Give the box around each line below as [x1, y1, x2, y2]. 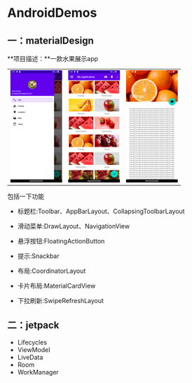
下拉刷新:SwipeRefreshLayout [17, 297, 104, 305]
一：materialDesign [7, 34, 95, 46]
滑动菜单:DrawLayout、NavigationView [17, 222, 130, 231]
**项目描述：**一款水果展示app [7, 55, 99, 62]
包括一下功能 [7, 192, 44, 201]
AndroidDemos [7, 5, 97, 21]
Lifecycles [17, 338, 48, 347]
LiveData [17, 353, 43, 362]
